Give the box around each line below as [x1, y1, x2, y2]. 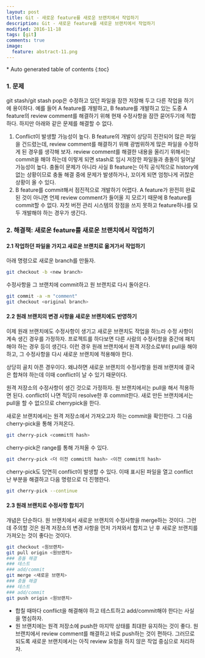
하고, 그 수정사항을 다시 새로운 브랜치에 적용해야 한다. [6, 351, 133, 357]
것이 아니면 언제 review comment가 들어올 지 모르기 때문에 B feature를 [21, 194, 192, 202]
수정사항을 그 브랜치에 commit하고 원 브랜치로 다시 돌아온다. [6, 281, 151, 288]
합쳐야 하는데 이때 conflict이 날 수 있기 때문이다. [12, 371, 128, 378]
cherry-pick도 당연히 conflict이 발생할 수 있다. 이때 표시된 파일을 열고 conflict [6, 468, 193, 475]
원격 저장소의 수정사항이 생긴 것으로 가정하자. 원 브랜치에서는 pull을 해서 [6, 384, 178, 391]
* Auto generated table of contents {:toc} [6, 65, 110, 73]
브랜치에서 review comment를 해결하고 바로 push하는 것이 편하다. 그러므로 [15, 630, 195, 637]
